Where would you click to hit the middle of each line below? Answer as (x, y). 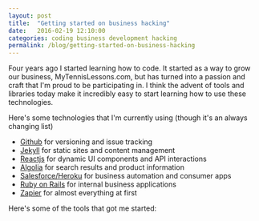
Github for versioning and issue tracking (86, 142)
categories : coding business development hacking (93, 38)
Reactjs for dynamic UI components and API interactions (113, 159)
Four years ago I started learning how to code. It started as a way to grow (129, 68)
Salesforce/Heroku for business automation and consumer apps (125, 176)
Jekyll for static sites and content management (97, 151)
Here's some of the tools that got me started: (83, 208)
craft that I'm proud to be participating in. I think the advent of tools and (126, 86)
